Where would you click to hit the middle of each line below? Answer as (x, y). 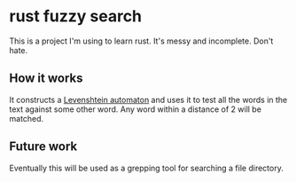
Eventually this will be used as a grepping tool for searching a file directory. (146, 168)
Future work (43, 147)
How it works (46, 79)
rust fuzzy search (76, 16)
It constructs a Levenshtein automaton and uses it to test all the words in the (148, 99)
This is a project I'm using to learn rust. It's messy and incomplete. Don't (141, 41)
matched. (27, 118)
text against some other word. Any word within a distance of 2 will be (135, 109)
